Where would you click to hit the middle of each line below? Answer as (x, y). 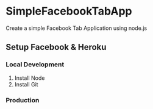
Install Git (26, 84)
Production (23, 100)
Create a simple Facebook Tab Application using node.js (76, 28)
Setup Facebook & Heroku (56, 47)
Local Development (35, 65)
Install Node (30, 78)
